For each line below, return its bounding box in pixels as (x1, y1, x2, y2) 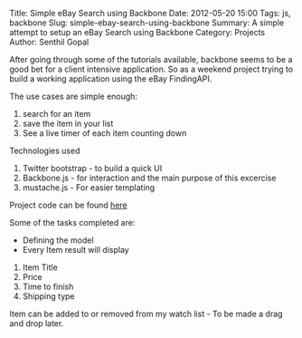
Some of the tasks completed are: (9, 217, 136, 227)
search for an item (22, 109, 91, 119)
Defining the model (22, 235, 94, 246)
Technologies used (9, 145, 80, 156)
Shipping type (22, 291, 75, 302)
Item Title (22, 262, 59, 273)
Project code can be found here (9, 199, 128, 210)
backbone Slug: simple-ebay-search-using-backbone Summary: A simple (9, 17, 285, 28)
